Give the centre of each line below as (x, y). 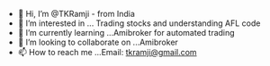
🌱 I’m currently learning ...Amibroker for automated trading (126, 33)
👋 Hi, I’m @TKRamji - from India (76, 14)
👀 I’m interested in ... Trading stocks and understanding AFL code (139, 23)
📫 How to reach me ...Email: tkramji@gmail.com (107, 52)
